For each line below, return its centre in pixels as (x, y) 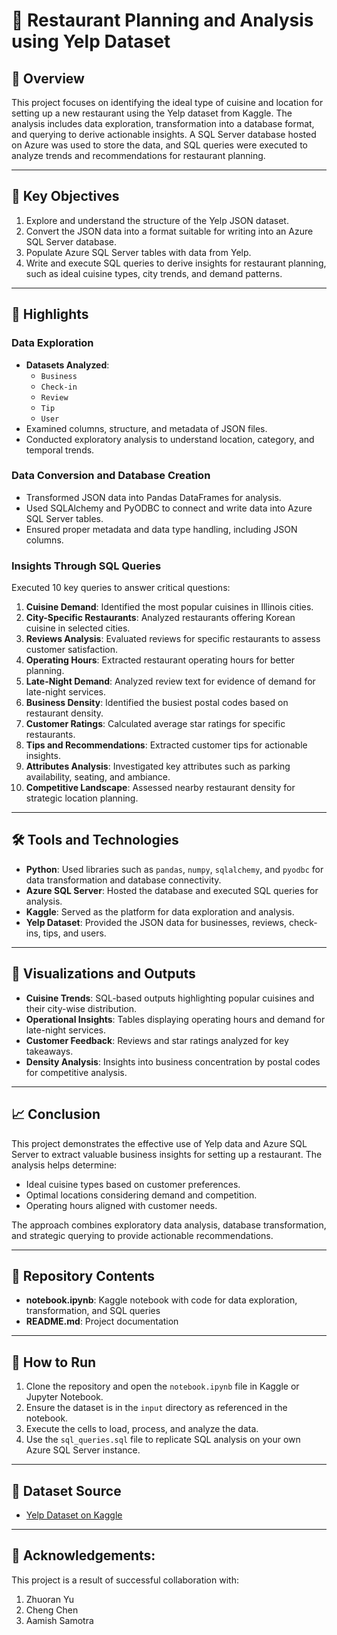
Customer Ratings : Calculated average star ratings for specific (155, 724)
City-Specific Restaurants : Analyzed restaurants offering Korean (160, 618)
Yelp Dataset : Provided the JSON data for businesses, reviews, (156, 922)
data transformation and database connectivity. (123, 880)
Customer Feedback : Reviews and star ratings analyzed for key (157, 1040)
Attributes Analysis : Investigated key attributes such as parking (158, 766)
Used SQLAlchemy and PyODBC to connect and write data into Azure (169, 508)
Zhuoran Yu (50, 1599)
